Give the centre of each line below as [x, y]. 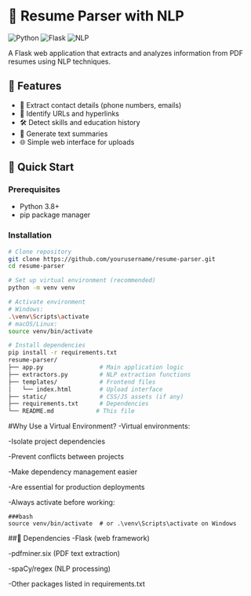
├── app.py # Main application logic [96, 368]
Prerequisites [34, 189]
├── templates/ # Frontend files [82, 382]
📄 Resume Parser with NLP [96, 16]
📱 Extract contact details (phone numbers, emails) [100, 105]
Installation [30, 235]
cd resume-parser [36, 267]
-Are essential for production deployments [76, 487]
